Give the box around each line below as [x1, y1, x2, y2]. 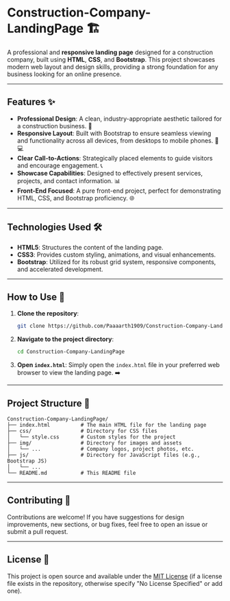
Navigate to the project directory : [16, 335, 114, 344]
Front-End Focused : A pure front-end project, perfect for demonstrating [16, 187, 221, 195]
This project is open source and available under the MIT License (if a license [7, 571, 222, 580]
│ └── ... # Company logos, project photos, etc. [7, 445, 194, 452]
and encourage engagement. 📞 [16, 161, 103, 169]
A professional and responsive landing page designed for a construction [7, 48, 214, 56]
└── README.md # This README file [7, 469, 136, 476]
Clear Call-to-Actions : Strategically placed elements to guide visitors [16, 154, 214, 162]
